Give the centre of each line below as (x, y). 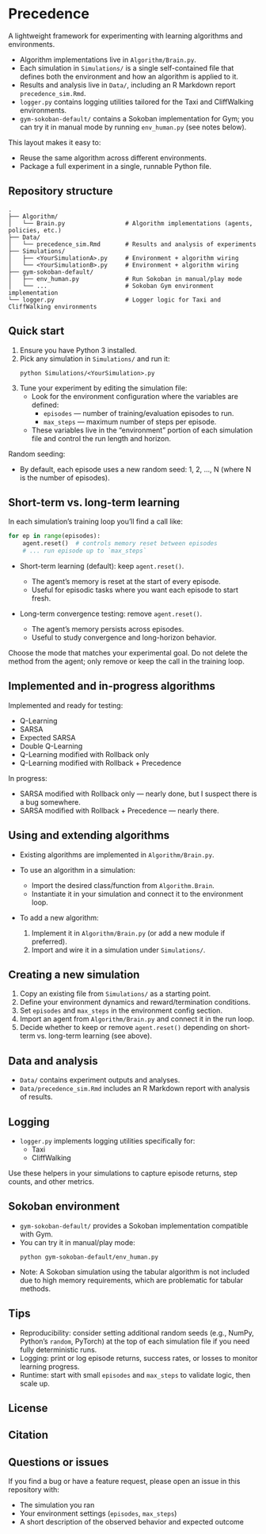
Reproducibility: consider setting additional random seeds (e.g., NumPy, (137, 1332)
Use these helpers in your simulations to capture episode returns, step (123, 1173)
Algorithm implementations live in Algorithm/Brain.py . (108, 60)
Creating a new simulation (74, 975)
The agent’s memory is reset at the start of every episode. (126, 581)
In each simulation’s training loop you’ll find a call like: (96, 521)
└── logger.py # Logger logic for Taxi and (115, 300)
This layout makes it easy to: (55, 142)
